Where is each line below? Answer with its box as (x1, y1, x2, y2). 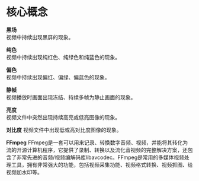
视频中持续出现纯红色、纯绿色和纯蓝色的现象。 (6, 53, 120, 61)
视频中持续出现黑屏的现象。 (6, 33, 74, 40)
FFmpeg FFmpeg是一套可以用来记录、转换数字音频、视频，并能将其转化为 (6, 139, 188, 146)
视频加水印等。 (6, 169, 43, 176)
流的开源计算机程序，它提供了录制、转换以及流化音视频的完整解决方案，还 (6, 146, 188, 153)
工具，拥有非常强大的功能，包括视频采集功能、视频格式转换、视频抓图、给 (11, 161, 193, 168)
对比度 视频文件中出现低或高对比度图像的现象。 (6, 126, 122, 134)
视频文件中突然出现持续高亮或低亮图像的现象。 (6, 113, 120, 120)
